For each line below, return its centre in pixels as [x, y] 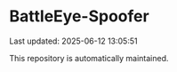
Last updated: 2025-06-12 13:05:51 [73, 41]
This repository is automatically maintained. [89, 58]
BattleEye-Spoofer [79, 16]
